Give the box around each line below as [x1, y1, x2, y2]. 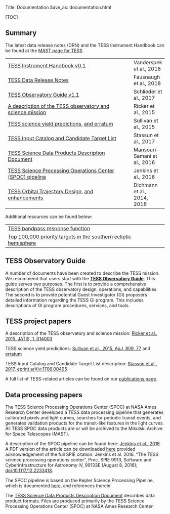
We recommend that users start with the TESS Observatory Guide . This [5, 275, 155, 281]
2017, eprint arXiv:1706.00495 [5, 366, 67, 372]
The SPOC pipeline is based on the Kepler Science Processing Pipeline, [5, 478, 154, 484]
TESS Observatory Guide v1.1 [8, 91, 79, 98]
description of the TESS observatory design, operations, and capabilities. [5, 286, 158, 292]
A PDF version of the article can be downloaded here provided [5, 446, 136, 452]
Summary [5, 29, 37, 37]
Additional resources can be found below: [5, 213, 93, 220]
